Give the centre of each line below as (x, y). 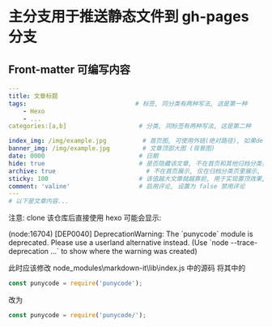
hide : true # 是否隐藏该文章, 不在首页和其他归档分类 (135, 163)
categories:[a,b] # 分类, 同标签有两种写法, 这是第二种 (130, 127)
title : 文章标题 (33, 96)
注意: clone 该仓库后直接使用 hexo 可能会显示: (85, 218)
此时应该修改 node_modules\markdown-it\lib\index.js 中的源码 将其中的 (127, 268)
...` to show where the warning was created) (124, 252)
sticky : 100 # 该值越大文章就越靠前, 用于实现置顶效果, (137, 179)
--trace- (244, 243)
